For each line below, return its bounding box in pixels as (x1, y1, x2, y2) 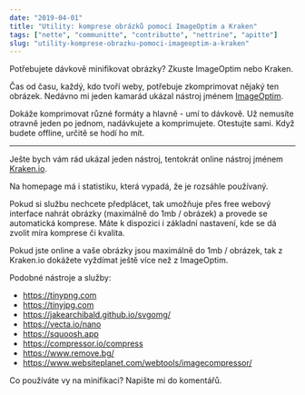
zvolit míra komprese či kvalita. (9, 228, 125, 239)
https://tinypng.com (22, 290, 97, 301)
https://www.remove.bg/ (22, 348, 115, 359)
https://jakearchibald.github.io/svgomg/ (22, 310, 171, 321)
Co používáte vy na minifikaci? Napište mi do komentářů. (9, 375, 222, 386)
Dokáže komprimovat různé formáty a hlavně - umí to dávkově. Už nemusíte (9, 108, 294, 119)
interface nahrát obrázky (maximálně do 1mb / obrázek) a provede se (9, 208, 268, 219)
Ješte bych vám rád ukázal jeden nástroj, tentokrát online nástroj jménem (9, 153, 284, 164)
